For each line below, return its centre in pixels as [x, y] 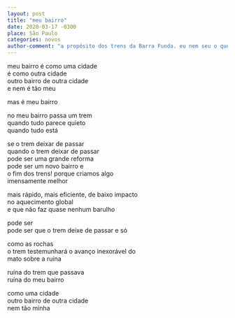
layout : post [26, 14]
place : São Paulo [33, 33]
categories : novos [34, 40]
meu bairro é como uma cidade [52, 66]
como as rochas [30, 244]
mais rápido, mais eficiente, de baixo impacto [73, 194]
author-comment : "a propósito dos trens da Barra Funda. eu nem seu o [112, 46]
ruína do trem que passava [46, 272]
